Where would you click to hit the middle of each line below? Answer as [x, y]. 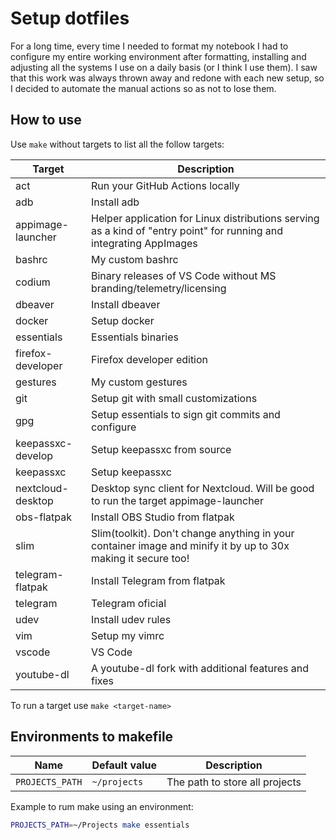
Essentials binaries [135, 337]
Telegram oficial [129, 603]
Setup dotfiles [70, 18]
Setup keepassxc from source [161, 449]
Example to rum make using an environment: [102, 806]
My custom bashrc [135, 259]
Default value [124, 765]
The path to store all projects [234, 782]
